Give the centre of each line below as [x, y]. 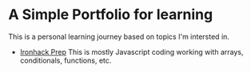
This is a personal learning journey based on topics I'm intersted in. [119, 36]
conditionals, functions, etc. [66, 60]
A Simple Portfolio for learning [111, 15]
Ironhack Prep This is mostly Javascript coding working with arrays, [131, 52]
